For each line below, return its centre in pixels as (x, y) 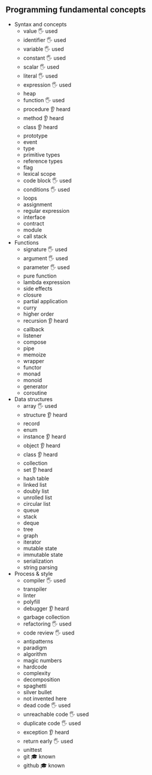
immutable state (43, 554)
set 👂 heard (38, 469)
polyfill (31, 602)
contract (34, 223)
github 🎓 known (44, 765)
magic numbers (42, 660)
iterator (32, 542)
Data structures (34, 399)
